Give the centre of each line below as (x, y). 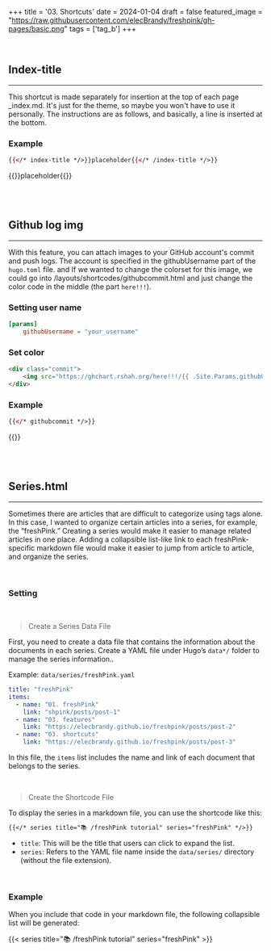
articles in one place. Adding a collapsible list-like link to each (110, 539)
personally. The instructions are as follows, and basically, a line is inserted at (135, 114)
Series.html (38, 486)
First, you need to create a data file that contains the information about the (132, 642)
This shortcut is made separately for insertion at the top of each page (124, 97)
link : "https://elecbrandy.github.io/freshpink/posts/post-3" (129, 742)
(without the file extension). (66, 860)
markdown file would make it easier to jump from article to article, (146, 547)
